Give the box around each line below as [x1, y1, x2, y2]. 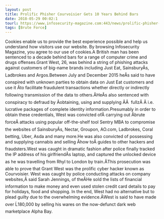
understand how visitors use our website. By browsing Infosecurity [5, 44, 140, 50]
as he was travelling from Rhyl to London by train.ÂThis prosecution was [5, 159, 151, 165]
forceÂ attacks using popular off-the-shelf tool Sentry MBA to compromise [5, 119, 155, 125]
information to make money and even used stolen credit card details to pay [5, 183, 156, 189]
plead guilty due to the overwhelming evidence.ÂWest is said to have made [5, 194, 157, 200]
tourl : [5, 20, 19, 26]
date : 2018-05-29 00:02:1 [5, 16, 58, 21]
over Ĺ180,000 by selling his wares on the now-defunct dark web [5, 201, 136, 207]
